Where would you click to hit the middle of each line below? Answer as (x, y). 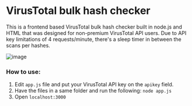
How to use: (23, 72)
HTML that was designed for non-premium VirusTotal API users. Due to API (96, 33)
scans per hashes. (28, 45)
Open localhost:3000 (40, 97)
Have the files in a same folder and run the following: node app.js (93, 91)
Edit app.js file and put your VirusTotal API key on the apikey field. (94, 84)
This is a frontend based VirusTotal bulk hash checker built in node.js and (94, 27)
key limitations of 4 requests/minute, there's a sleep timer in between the (94, 39)
